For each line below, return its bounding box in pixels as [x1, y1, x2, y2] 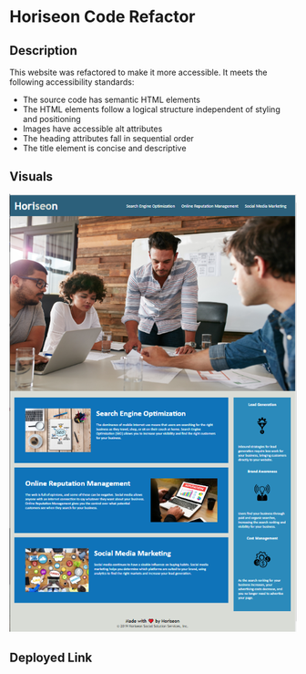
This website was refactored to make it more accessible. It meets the [9, 67, 268, 78]
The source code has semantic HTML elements [22, 94, 200, 105]
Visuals [9, 169, 53, 184]
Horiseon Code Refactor [9, 6, 196, 27]
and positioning [22, 114, 82, 124]
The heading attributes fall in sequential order [22, 133, 194, 143]
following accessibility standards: [9, 77, 135, 88]
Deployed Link [9, 649, 93, 665]
